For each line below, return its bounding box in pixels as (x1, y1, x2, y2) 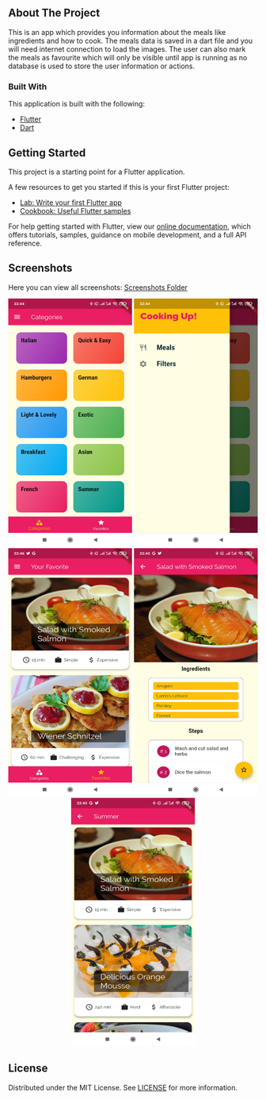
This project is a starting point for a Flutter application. (8, 167, 185, 176)
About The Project (8, 6, 101, 20)
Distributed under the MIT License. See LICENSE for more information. (8, 1083, 238, 1092)
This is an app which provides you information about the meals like (8, 27, 226, 37)
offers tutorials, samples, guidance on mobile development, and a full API (8, 230, 247, 239)
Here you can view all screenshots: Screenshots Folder (8, 282, 188, 292)
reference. (8, 238, 42, 248)
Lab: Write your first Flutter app (19, 198, 123, 207)
